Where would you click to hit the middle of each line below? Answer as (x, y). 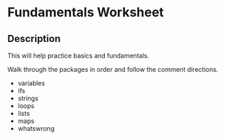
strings (28, 98)
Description (34, 39)
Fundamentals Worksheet (86, 12)
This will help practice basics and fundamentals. (79, 55)
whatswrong (36, 128)
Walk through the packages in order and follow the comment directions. (113, 69)
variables (31, 83)
